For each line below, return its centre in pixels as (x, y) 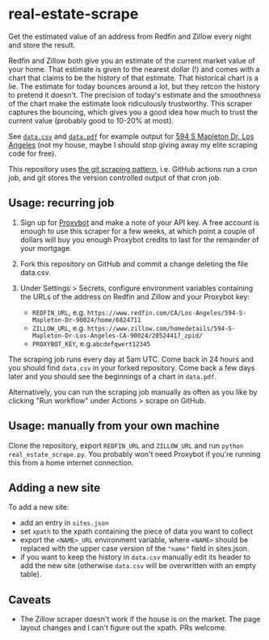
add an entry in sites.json (64, 523)
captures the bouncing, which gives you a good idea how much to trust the (133, 112)
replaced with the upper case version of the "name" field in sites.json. (134, 549)
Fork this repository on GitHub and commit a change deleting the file (134, 264)
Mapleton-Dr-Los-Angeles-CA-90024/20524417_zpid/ (118, 336)
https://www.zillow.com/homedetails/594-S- (161, 328)
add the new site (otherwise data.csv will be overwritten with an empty (138, 566)
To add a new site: (39, 507)
